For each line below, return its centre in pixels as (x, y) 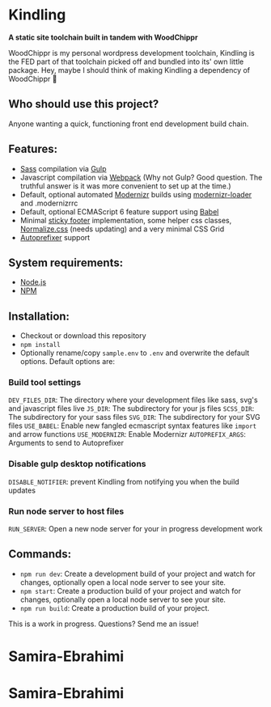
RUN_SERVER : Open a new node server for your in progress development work (135, 529)
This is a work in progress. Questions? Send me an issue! (104, 624)
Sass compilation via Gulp (63, 168)
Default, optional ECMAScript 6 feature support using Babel (119, 211)
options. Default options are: (68, 362)
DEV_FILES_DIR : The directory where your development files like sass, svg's (133, 400)
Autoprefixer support (55, 237)
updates (22, 490)
